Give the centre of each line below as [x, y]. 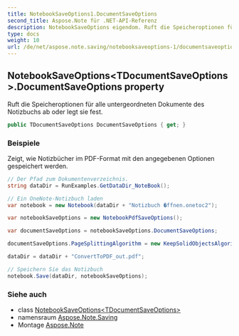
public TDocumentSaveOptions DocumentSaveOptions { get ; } [97, 125]
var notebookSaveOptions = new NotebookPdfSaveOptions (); [95, 218]
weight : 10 [23, 41]
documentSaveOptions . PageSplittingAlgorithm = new [84, 244]
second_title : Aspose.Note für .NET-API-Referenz [83, 21]
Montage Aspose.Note [51, 325]
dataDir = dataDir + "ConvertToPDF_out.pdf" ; [76, 257]
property [144, 87]
